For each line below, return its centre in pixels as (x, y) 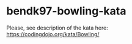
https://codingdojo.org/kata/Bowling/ (53, 34)
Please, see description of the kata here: (57, 28)
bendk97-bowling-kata (66, 11)
